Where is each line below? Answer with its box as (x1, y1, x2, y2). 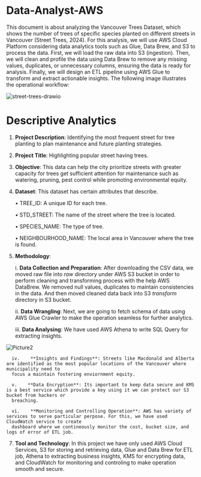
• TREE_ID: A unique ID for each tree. (14, 199, 107, 206)
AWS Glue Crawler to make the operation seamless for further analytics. (14, 314, 193, 321)
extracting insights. (14, 332, 63, 339)
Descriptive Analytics (6, 114, 117, 128)
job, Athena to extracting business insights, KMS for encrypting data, (14, 452, 185, 460)
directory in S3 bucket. (14, 296, 72, 303)
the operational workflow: (6, 81, 70, 88)
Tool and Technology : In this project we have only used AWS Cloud (14, 440, 183, 447)
